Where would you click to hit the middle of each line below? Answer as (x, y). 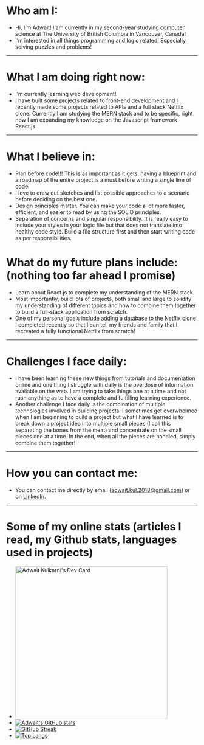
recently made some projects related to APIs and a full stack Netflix (99, 106)
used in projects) (50, 553)
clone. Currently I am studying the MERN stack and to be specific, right (104, 113)
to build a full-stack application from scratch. (71, 311)
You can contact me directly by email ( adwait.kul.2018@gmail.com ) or (102, 490)
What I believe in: (51, 157)
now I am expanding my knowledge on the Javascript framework (96, 120)
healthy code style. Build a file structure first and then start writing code (105, 231)
